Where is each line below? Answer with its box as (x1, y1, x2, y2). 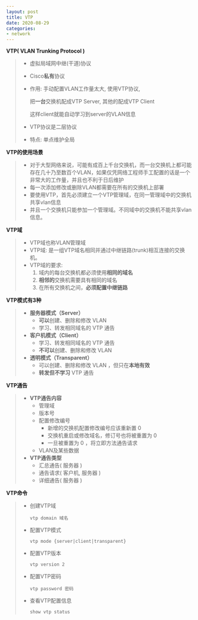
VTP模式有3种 (6, 297, 42, 304)
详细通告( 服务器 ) (38, 477, 82, 484)
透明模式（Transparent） (29, 354, 92, 362)
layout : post (6, 8, 39, 15)
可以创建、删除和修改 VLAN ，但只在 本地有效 (38, 362, 150, 369)
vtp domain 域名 (29, 515, 69, 521)
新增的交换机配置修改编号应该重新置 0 (47, 424, 141, 432)
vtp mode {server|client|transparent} (29, 539, 126, 545)
